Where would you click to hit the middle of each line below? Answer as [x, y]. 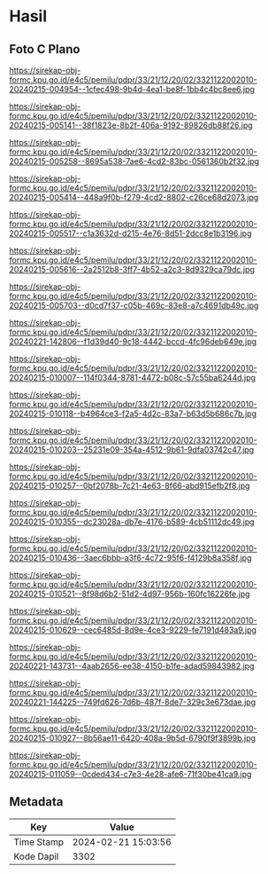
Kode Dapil [36, 856]
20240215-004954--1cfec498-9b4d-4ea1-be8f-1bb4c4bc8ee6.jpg [132, 89]
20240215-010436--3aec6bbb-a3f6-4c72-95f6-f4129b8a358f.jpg [130, 558]
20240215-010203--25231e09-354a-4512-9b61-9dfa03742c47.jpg [132, 449]
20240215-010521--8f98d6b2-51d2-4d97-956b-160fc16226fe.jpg [130, 594]
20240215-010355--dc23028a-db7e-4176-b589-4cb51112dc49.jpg [132, 522]
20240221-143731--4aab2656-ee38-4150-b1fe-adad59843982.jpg [132, 666]
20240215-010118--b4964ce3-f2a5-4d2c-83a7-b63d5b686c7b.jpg [133, 413]
